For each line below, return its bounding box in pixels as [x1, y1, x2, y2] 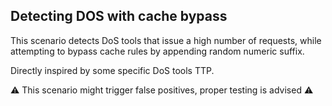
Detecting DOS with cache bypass [10, 8, 228, 25]
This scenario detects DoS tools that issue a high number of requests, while [10, 34, 322, 46]
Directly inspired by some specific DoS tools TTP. [10, 64, 215, 76]
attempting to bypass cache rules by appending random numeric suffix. [10, 45, 305, 57]
